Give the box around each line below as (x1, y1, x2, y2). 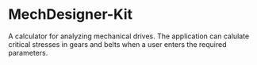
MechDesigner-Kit (8, 5, 133, 23)
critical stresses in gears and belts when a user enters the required (8, 39, 227, 49)
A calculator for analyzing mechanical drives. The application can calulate (8, 31, 250, 41)
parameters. (8, 48, 48, 57)
